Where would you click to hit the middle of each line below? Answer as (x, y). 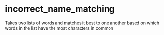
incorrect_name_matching (60, 9)
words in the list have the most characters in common (59, 28)
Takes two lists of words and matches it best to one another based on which (82, 23)
